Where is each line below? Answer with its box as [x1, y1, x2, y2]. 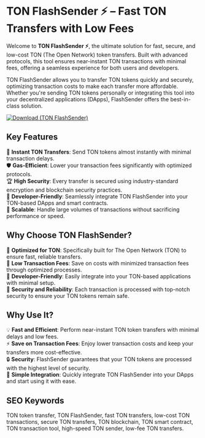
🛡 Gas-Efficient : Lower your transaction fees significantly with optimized [6, 162, 192, 169]
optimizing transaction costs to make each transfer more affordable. [6, 82, 179, 90]
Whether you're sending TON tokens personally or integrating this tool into [6, 89, 195, 96]
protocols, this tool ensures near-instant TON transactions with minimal [6, 57, 187, 65]
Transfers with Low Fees [6, 22, 134, 36]
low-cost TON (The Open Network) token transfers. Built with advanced [6, 51, 188, 58]
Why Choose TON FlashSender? [6, 230, 132, 241]
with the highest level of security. [6, 364, 90, 372]
